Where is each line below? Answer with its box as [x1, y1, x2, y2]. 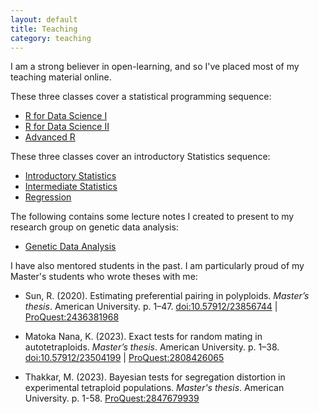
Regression [24, 191, 72, 203]
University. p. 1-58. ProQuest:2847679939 [24, 392, 200, 405]
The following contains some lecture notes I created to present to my [10, 211, 295, 223]
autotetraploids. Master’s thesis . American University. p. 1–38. [24, 341, 280, 353]
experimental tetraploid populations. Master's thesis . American [24, 382, 285, 394]
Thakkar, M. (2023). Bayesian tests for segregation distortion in [24, 371, 286, 383]
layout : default [10, 14, 78, 25]
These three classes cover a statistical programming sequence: [10, 91, 272, 103]
